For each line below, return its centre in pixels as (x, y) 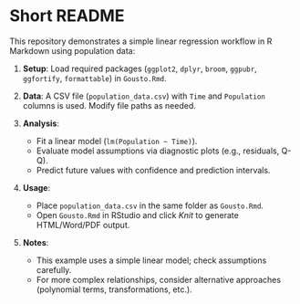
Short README (67, 16)
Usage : (36, 187)
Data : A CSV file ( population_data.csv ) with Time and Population (144, 96)
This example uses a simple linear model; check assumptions (151, 260)
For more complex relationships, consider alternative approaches (158, 279)
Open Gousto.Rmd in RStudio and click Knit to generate (137, 215)
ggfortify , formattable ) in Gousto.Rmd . (94, 78)
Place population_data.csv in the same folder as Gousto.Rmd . (150, 205)
